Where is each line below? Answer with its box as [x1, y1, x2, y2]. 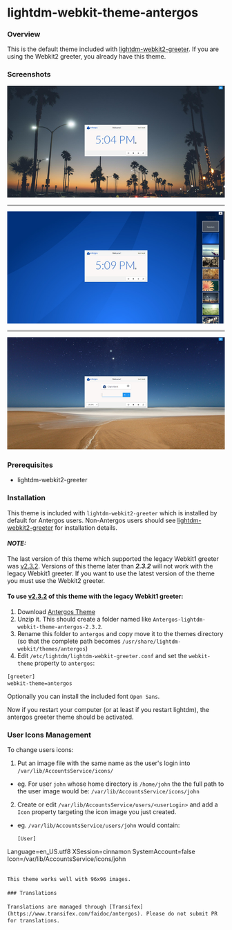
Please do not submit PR [146, 911, 217, 918]
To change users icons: [7, 746, 74, 754]
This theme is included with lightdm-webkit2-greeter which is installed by [7, 508, 217, 517]
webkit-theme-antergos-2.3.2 [17, 624, 101, 631]
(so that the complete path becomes [17, 637, 121, 646]
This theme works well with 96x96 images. [7, 876, 131, 883]
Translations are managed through [7, 904, 107, 911]
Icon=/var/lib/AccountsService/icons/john [7, 855, 126, 863]
